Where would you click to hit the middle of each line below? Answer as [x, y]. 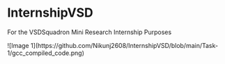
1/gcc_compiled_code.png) [46, 53]
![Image [18, 45]
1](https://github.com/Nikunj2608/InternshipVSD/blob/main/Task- [124, 45]
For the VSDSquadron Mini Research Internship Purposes [90, 32]
